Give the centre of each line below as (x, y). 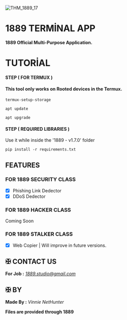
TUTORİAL (28, 63)
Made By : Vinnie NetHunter (35, 302)
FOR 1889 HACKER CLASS (38, 210)
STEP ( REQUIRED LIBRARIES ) (37, 129)
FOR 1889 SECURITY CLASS (41, 180)
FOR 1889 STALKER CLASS (39, 234)
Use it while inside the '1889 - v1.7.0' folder (50, 140)
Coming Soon (20, 221)
